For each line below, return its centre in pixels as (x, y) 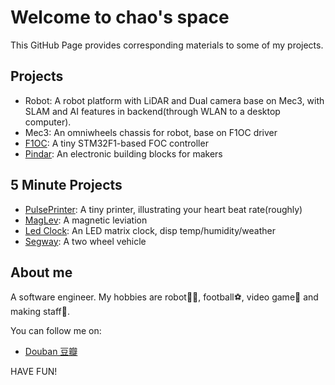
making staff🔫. (40, 312)
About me (41, 272)
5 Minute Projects (66, 185)
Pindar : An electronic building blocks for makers (123, 153)
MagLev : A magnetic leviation (86, 220)
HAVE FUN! (34, 372)
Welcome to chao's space (120, 17)
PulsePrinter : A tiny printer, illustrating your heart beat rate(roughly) (163, 209)
